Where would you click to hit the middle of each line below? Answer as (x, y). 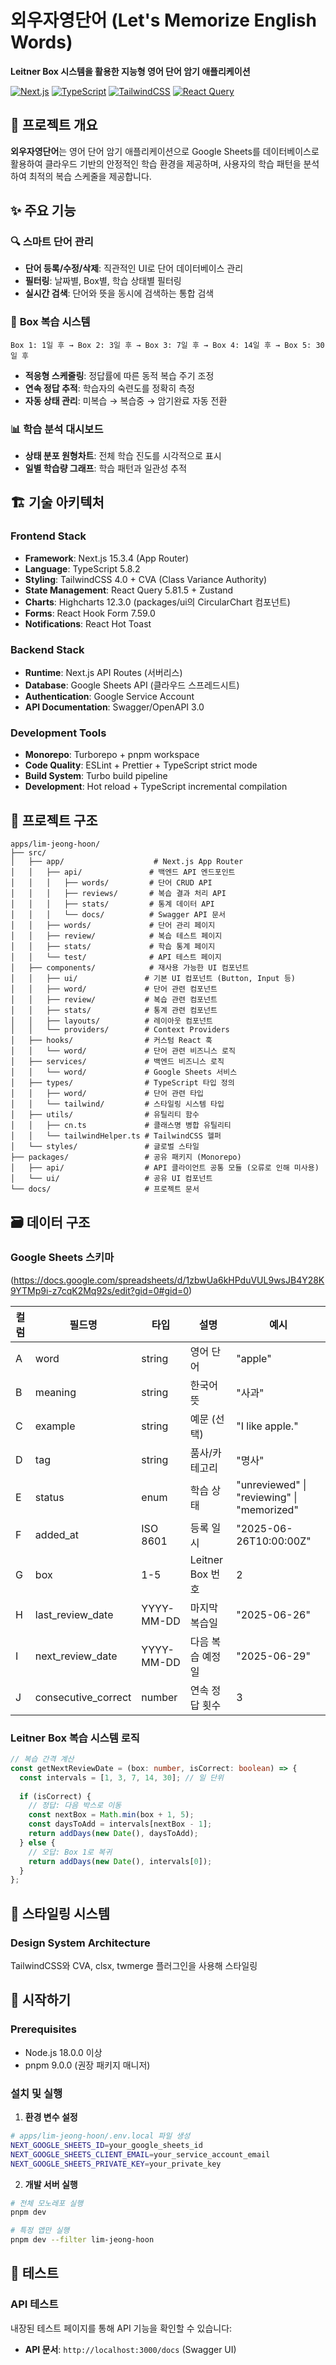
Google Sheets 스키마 (62, 1258)
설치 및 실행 (36, 2093)
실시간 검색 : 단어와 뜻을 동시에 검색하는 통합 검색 (119, 293)
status (49, 1497)
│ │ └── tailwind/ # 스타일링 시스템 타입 (117, 1104)
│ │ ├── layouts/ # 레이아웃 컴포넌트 (111, 1021)
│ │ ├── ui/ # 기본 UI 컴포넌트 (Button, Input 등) (153, 979)
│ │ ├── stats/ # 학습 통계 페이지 (113, 947)
